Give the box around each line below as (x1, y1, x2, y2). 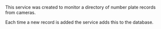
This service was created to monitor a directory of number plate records (5, 4, 156, 10)
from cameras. (5, 9, 36, 15)
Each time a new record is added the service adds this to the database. (5, 19, 153, 25)
